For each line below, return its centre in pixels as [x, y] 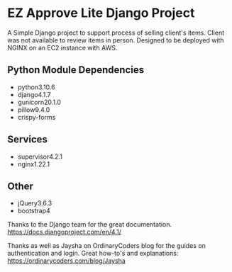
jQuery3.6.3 [35, 203]
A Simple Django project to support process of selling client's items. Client [116, 33]
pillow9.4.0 [34, 109]
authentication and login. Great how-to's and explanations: [93, 254]
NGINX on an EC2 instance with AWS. [62, 47]
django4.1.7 [34, 94]
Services [28, 140]
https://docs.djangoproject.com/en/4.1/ [65, 232]
